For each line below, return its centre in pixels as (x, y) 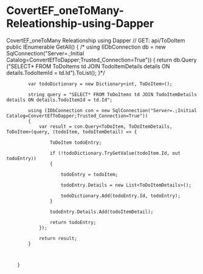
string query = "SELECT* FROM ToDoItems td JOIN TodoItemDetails (113, 94)
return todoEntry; (73, 222)
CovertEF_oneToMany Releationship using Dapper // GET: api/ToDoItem (96, 40)
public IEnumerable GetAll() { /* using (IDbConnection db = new (86, 47)
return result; (58, 238)
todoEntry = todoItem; (89, 174)
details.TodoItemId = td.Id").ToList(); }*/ (56, 72)
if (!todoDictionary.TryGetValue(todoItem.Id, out (115, 153)
